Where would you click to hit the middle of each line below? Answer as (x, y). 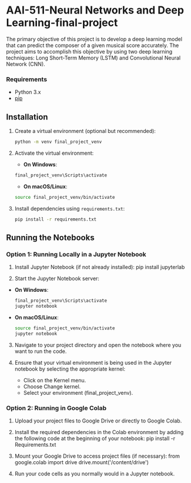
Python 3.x (28, 92)
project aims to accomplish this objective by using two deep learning (89, 51)
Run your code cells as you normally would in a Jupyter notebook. (95, 474)
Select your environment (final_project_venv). (78, 392)
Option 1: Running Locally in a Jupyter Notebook (76, 254)
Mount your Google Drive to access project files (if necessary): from (97, 456)
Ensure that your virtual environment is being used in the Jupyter (93, 362)
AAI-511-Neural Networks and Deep (95, 10)
